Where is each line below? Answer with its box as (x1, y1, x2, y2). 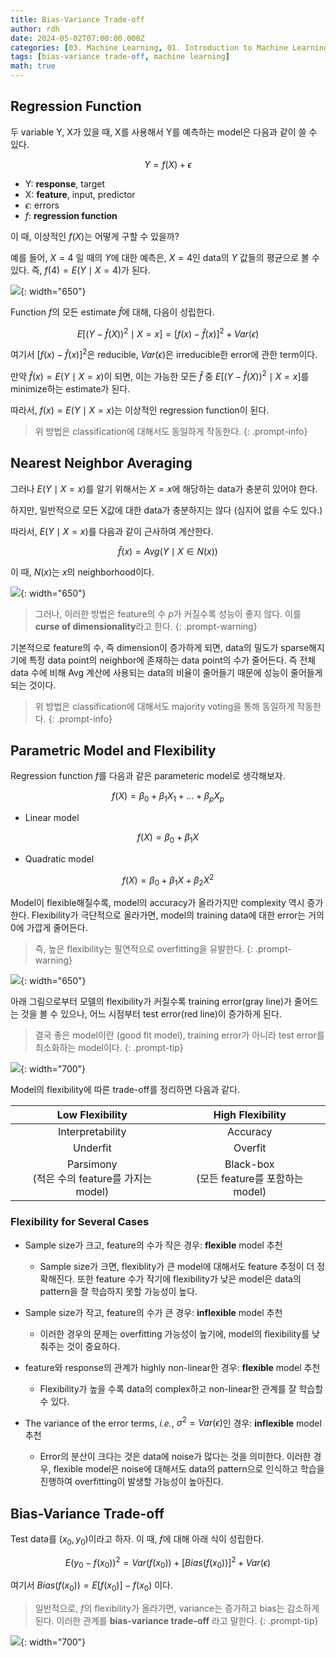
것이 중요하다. (66, 1340, 121, 1352)
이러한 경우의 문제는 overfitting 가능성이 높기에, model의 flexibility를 (39, 1327, 310, 1340)
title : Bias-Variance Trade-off (10, 14, 145, 25)
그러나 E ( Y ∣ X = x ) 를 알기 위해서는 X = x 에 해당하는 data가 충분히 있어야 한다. (10, 482, 318, 495)
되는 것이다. (10, 679, 57, 691)
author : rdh (10, 24, 60, 34)
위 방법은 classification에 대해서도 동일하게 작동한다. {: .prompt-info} (34, 425, 308, 437)
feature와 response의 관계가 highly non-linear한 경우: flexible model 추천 (24, 1361, 321, 1373)
